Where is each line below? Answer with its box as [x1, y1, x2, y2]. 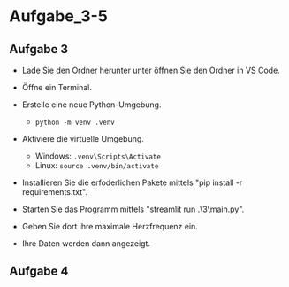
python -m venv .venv [34, 118, 115, 127]
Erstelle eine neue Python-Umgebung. [21, 99, 162, 110]
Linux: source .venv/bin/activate [34, 160, 159, 170]
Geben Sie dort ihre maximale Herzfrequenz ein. [21, 221, 199, 231]
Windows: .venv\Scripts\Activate [34, 151, 162, 161]
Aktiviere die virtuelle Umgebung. [21, 134, 144, 143]
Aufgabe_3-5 [9, 6, 108, 27]
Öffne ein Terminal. [21, 82, 93, 92]
